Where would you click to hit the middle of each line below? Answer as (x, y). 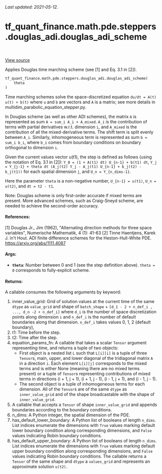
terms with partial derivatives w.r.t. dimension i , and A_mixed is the (71, 127)
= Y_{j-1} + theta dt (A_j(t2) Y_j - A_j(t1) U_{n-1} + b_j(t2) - (73, 167)
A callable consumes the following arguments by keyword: (63, 292)
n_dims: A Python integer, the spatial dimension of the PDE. (71, 415)
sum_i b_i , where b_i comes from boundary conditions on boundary (73, 142)
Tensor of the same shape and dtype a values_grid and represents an (81, 461)
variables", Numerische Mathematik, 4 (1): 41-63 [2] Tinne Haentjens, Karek (80, 233)
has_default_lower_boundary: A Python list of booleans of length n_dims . (84, 420)
